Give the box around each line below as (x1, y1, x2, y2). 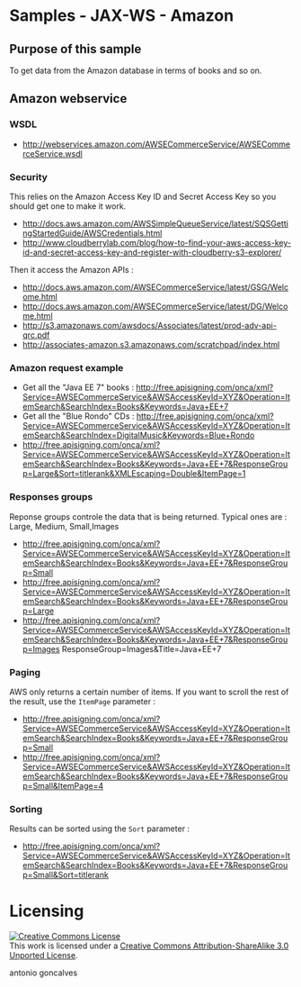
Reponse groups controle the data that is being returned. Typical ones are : (9, 511, 288, 522)
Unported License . (9, 950, 78, 961)
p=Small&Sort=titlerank (22, 870, 110, 881)
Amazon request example (9, 361, 124, 374)
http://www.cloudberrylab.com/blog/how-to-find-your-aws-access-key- (22, 237, 292, 248)
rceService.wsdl (22, 148, 83, 158)
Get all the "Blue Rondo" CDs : (22, 411, 135, 421)
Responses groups (9, 491, 93, 503)
